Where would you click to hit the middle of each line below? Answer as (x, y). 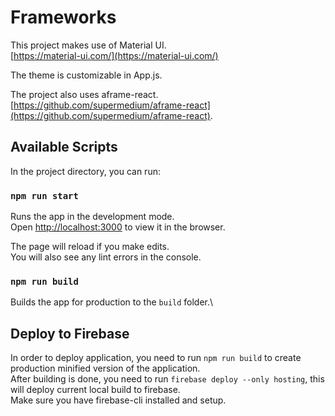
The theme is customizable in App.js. (86, 75)
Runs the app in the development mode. (92, 217)
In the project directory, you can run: (85, 171)
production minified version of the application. (105, 368)
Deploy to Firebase (70, 333)
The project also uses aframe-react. (84, 94)
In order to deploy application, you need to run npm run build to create (156, 358)
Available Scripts (64, 147)
